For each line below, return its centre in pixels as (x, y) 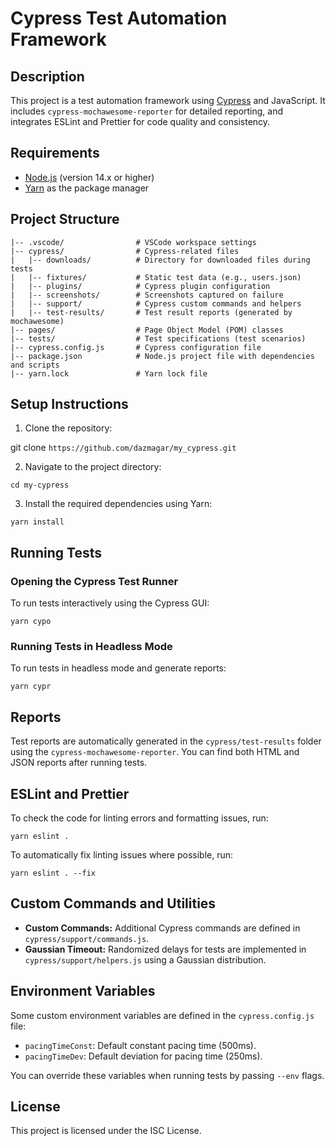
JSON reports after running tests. (79, 763)
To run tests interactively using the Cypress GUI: (110, 603)
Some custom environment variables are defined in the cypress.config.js (162, 1015)
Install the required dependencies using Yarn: (118, 504)
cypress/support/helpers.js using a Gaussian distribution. (145, 959)
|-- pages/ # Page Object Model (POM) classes (147, 330)
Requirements (55, 153)
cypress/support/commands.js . (87, 938)
